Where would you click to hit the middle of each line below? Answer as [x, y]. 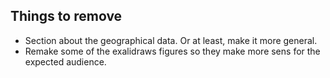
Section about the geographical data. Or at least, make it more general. [171, 40]
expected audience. [65, 61]
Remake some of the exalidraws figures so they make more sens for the [172, 51]
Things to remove [66, 16]
